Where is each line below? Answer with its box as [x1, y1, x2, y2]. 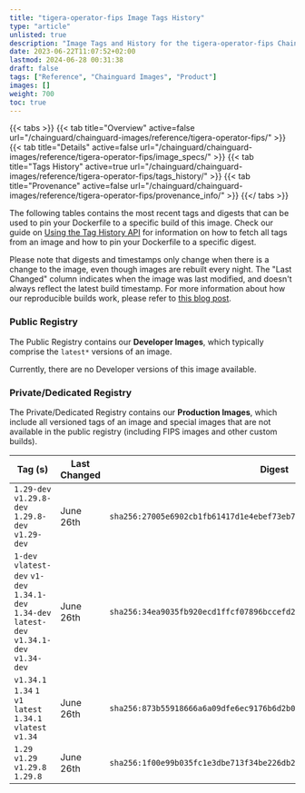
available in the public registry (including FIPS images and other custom [9, 426, 278, 437]
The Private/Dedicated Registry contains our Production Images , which [9, 406, 278, 418]
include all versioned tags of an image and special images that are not [9, 416, 271, 427]
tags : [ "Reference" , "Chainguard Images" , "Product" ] [9, 73, 218, 82]
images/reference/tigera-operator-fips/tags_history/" [9, 171, 209, 182]
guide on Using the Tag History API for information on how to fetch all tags [9, 227, 288, 238]
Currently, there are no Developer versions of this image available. [9, 363, 257, 374]
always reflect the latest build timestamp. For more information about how [9, 283, 286, 294]
